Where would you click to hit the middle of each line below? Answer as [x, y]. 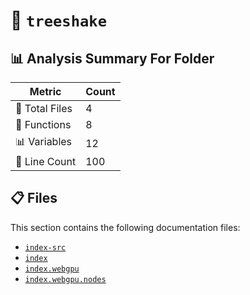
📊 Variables [44, 141]
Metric [45, 91]
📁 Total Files [44, 108]
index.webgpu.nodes [65, 279]
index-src [45, 247]
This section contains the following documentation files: [125, 227]
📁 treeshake [58, 20]
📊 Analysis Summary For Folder [112, 58]
